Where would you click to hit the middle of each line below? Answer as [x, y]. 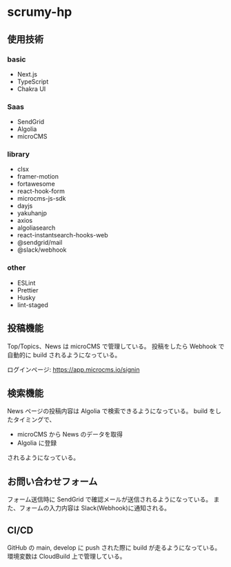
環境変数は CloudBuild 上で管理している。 [67, 557]
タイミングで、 [34, 420]
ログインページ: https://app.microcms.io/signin [73, 369]
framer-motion [38, 177]
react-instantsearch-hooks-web [62, 235]
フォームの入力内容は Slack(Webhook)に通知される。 [95, 508]
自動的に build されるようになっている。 [64, 355]
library [18, 155]
